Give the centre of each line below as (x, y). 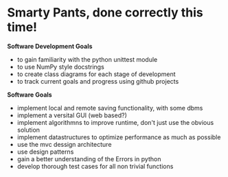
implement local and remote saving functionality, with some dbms (110, 108)
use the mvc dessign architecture (64, 144)
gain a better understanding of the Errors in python (89, 158)
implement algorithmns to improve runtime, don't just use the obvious (115, 122)
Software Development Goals (50, 46)
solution (28, 130)
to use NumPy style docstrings (60, 67)
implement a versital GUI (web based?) (72, 115)
